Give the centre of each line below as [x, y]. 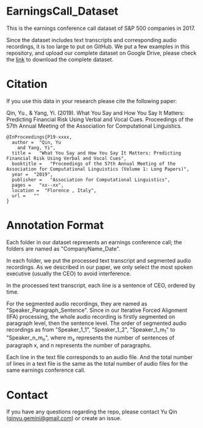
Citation [27, 84]
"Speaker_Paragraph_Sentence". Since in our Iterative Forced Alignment [97, 310]
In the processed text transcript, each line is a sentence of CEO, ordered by [101, 285]
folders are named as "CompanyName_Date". [63, 248]
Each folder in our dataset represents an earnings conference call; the [94, 242]
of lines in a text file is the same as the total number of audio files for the [97, 364]
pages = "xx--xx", [38, 185]
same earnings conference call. [46, 370]
